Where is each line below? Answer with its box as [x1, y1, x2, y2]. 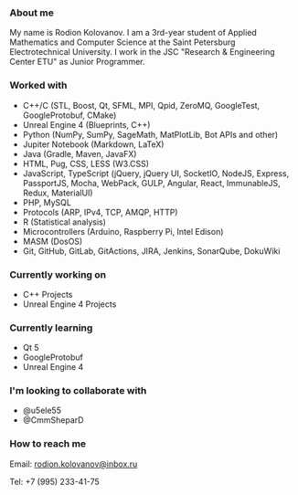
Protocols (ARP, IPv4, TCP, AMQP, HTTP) [22, 206, 178, 217]
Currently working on [9, 268, 107, 280]
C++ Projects [22, 289, 73, 300]
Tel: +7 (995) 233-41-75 [9, 476, 101, 487]
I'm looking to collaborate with [9, 384, 147, 397]
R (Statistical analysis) [22, 216, 107, 227]
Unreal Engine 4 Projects [22, 299, 117, 310]
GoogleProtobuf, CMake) [22, 110, 117, 121]
